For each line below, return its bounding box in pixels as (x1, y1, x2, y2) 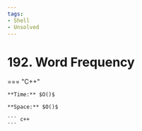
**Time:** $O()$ (7, 91, 55, 98)
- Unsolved (7, 23, 40, 30)
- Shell (7, 17, 30, 24)
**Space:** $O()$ (7, 103, 59, 110)
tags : (7, 10, 23, 18)
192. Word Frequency (7, 54, 136, 70)
